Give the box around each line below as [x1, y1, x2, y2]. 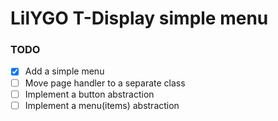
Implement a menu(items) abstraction [24, 99, 180, 111]
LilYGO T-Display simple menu [10, 7, 269, 30]
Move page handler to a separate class [24, 77, 186, 89]
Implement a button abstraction [24, 88, 155, 100]
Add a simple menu [24, 65, 105, 77]
